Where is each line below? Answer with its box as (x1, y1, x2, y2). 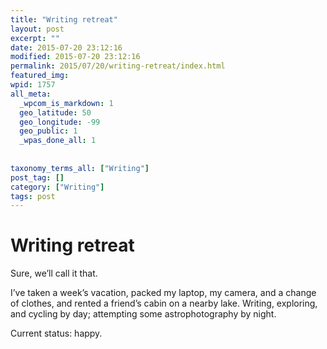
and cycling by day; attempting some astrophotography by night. (10, 308, 277, 320)
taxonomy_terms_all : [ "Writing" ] (10, 163, 150, 173)
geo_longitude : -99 (19, 117, 101, 127)
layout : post (10, 24, 65, 34)
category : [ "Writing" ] (10, 182, 105, 192)
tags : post (10, 191, 56, 201)
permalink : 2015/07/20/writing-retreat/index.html (10, 61, 226, 71)
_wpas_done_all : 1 (19, 136, 97, 146)
